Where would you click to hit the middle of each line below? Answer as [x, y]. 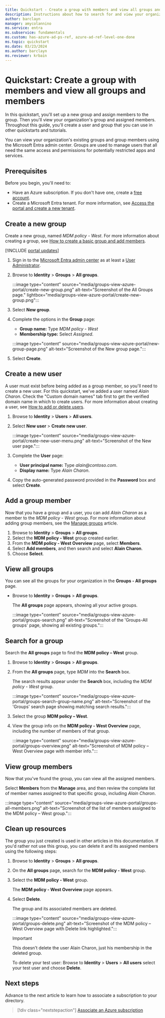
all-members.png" [24, 808]
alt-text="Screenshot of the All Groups [114, 290]
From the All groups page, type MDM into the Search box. [71, 672]
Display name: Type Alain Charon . [55, 470]
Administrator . [26, 265]
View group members [39, 767]
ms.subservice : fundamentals [35, 33]
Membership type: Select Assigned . [56, 334]
